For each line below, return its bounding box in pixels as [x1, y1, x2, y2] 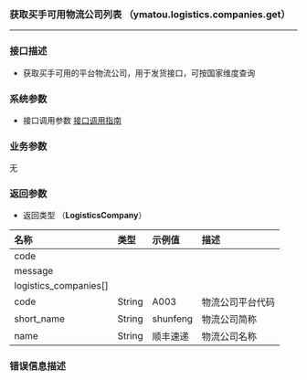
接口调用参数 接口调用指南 [22, 114, 122, 125]
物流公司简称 [201, 313, 258, 326]
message [14, 265, 54, 278]
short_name [14, 312, 66, 325]
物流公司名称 [201, 331, 258, 343]
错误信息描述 [9, 360, 67, 373]
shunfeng [152, 312, 194, 325]
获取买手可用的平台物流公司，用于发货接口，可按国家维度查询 [22, 67, 256, 79]
